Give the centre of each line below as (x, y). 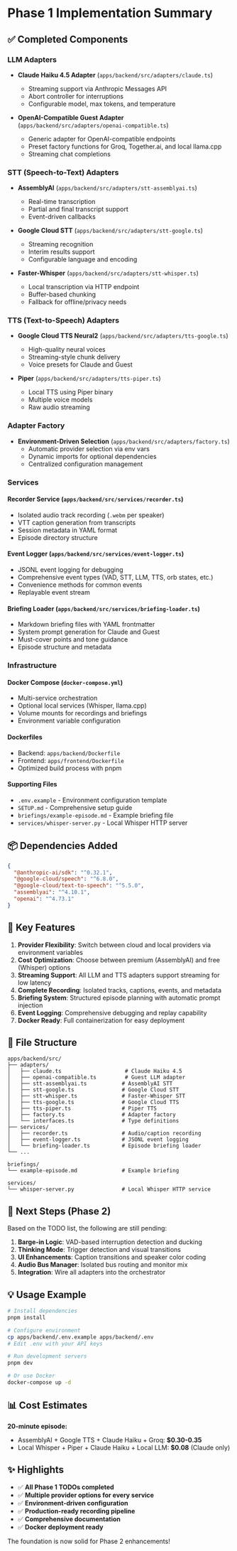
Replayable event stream (54, 593)
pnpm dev (20, 1363)
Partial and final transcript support (78, 209)
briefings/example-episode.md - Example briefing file (95, 815)
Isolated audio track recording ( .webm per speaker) (91, 515)
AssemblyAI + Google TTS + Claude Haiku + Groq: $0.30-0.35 (110, 1439)
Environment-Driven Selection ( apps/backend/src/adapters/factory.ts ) (124, 441)
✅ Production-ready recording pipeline (76, 1511)
